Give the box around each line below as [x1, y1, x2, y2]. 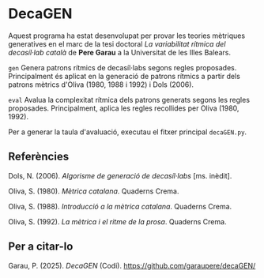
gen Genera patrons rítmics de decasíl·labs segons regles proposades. [8, 62, 237, 72]
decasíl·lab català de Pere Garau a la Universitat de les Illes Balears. [8, 47, 232, 57]
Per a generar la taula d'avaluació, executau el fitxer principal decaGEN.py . [8, 127, 247, 137]
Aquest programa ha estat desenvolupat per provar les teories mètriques [8, 31, 246, 40]
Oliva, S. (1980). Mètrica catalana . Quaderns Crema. [8, 186, 179, 196]
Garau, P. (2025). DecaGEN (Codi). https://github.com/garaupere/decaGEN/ [8, 261, 256, 270]
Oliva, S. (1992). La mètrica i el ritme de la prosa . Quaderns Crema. [8, 216, 227, 226]
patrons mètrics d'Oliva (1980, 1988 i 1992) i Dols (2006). [8, 80, 194, 89]
